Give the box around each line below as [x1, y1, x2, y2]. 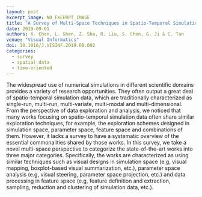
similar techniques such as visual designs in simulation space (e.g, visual [6, 158, 187, 166]
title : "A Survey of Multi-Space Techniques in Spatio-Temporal [6, 20, 171, 26]
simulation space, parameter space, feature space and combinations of [6, 126, 183, 133]
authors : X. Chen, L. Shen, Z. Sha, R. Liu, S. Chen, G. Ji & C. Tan [6, 31, 185, 37]
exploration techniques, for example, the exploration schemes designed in [6, 120, 190, 127]
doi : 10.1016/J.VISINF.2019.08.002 [6, 43, 96, 49]
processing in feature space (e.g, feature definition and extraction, [6, 177, 171, 184]
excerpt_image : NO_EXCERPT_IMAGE [6, 14, 90, 20]
